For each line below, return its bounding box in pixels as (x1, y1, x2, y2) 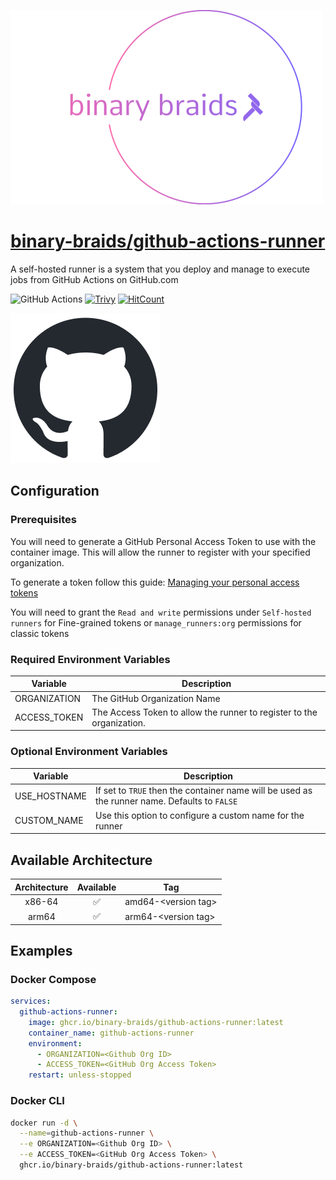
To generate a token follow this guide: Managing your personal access (10, 576, 300, 588)
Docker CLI (10, 1094, 65, 1108)
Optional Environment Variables (10, 745, 168, 759)
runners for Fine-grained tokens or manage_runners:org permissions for (10, 616, 302, 629)
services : (10, 996, 52, 1007)
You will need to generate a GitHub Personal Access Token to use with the (10, 535, 317, 547)
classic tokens (10, 627, 70, 639)
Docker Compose (10, 972, 97, 986)
